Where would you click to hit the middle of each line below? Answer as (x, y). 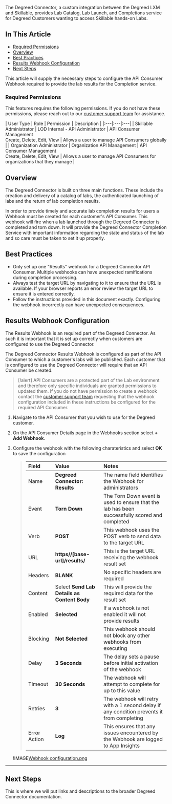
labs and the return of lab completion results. (53, 201)
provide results (121, 621)
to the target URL (124, 542)
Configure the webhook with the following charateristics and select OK (87, 448)
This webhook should (129, 629)
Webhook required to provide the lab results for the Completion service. (81, 83)
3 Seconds (68, 663)
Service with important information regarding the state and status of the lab (85, 232)
